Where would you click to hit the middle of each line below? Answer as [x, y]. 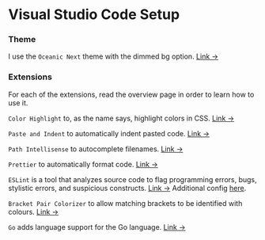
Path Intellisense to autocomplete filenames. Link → [96, 149]
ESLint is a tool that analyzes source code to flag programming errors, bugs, [132, 179]
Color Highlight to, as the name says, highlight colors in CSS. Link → [121, 118]
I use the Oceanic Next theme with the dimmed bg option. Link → [114, 56]
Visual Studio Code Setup [94, 15]
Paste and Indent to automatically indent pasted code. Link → [109, 133]
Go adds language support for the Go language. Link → [97, 227]
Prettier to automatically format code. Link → [83, 164]
